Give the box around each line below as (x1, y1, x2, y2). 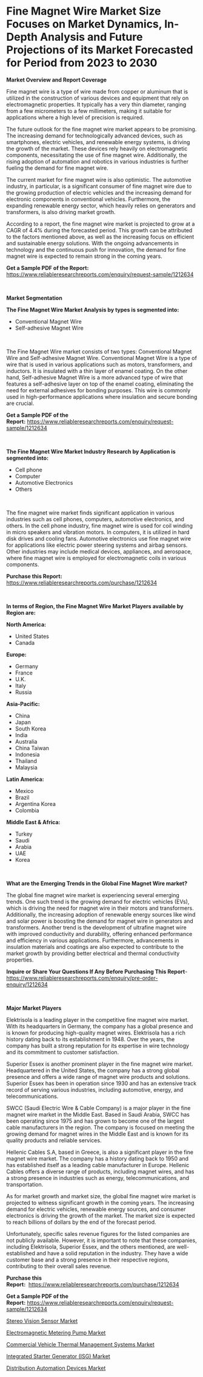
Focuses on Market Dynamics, (6, 17, 162, 31)
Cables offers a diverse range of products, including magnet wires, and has (6, 1168, 195, 1175)
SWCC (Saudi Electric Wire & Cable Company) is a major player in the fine (6, 1104, 191, 1111)
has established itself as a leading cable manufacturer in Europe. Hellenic (6, 1161, 190, 1168)
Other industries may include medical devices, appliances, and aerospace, (6, 547, 193, 555)
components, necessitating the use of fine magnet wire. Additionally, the (6, 151, 187, 159)
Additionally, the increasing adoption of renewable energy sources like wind (6, 910, 196, 918)
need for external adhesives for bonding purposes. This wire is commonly (6, 386, 191, 394)
